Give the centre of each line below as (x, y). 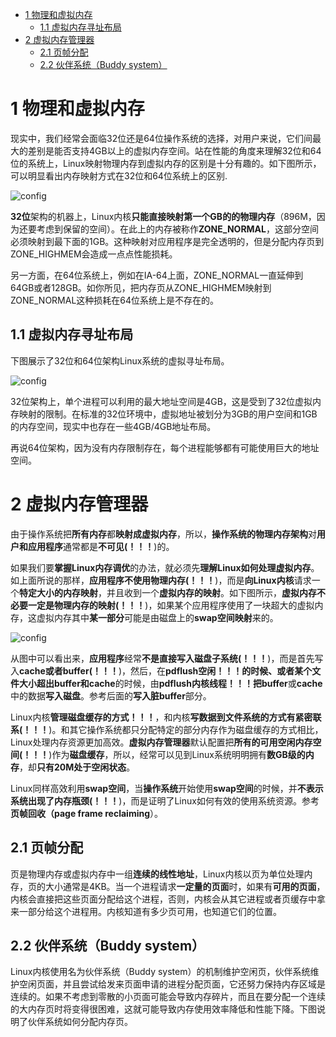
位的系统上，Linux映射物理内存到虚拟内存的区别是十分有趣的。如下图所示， (166, 163)
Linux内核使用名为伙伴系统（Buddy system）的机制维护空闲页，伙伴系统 (160, 972)
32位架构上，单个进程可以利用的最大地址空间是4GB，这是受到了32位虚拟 (161, 401)
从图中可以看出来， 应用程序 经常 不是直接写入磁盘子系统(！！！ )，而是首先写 (167, 658)
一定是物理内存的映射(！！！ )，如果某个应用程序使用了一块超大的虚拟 (171, 605)
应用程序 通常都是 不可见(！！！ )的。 (101, 546)
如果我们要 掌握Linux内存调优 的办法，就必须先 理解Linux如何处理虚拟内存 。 (165, 567)
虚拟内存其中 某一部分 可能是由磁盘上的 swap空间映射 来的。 (157, 617)
